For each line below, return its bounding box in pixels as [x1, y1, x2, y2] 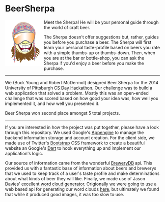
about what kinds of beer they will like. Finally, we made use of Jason [5, 175, 146, 181]
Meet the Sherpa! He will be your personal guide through [44, 19, 159, 25]
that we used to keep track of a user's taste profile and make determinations [5, 170, 160, 176]
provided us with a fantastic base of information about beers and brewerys [5, 165, 157, 171]
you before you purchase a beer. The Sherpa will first [44, 39, 152, 45]
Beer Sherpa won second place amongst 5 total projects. [5, 110, 120, 116]
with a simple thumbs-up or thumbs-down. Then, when [44, 50, 156, 56]
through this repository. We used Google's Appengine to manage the [5, 129, 144, 135]
